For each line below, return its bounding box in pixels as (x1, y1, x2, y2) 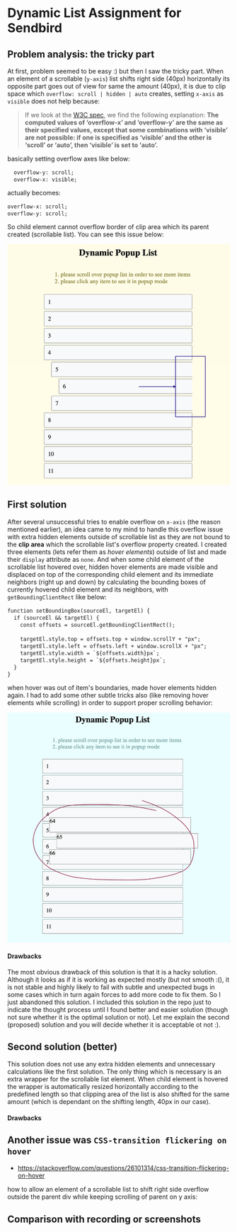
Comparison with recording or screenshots (7, 1213, 202, 1225)
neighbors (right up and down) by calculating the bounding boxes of (7, 577, 207, 586)
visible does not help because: (7, 97, 100, 105)
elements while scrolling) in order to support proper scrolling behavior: (7, 698, 214, 707)
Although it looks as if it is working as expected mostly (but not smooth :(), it (7, 975, 230, 984)
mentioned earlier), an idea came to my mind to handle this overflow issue (7, 525, 224, 534)
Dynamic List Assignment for (7, 5, 182, 21)
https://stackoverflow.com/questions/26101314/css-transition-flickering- (17, 1164, 229, 1173)
